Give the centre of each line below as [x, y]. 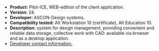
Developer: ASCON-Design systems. [47, 17]
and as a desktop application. [39, 38]
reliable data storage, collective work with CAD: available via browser [79, 33]
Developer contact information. [41, 43]
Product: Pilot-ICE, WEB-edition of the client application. [67, 7]
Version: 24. [22, 12]
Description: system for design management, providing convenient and [82, 28]
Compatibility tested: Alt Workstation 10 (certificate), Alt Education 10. [81, 23]
